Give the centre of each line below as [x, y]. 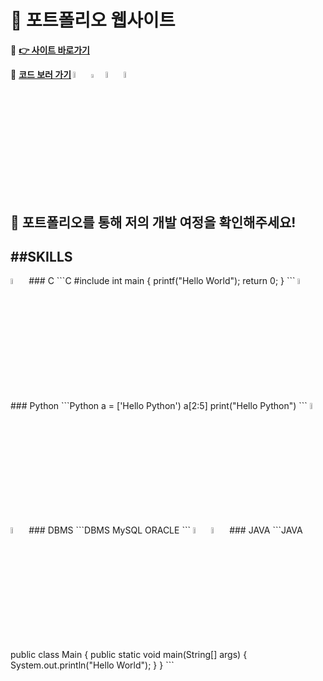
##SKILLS [41, 256]
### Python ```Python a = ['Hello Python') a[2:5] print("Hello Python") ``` [159, 405]
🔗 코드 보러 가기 [41, 74]
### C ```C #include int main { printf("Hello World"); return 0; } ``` [162, 281]
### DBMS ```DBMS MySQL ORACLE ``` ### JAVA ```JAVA [165, 530]
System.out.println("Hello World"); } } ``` [92, 665]
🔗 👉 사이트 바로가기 [50, 50]
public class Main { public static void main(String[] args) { [129, 655]
